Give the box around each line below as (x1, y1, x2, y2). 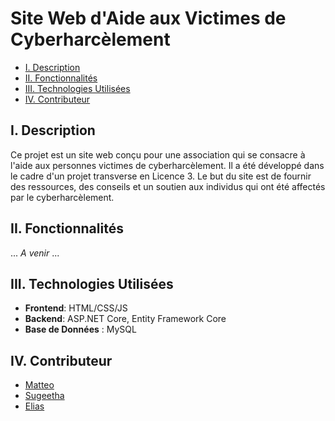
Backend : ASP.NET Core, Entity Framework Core (24, 313, 227, 325)
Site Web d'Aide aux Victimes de (10, 7, 287, 30)
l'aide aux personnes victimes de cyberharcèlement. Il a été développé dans (10, 159, 325, 171)
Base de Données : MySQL (24, 323, 137, 336)
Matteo (24, 379, 55, 391)
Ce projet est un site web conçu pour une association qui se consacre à (10, 148, 306, 161)
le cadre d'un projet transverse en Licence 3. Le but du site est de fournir (10, 170, 312, 182)
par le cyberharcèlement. (10, 191, 115, 203)
